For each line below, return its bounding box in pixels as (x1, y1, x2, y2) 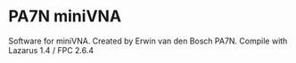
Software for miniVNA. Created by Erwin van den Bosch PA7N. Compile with (8, 35, 288, 46)
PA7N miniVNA (8, 6, 122, 27)
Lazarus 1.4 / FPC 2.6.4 (8, 44, 95, 55)
